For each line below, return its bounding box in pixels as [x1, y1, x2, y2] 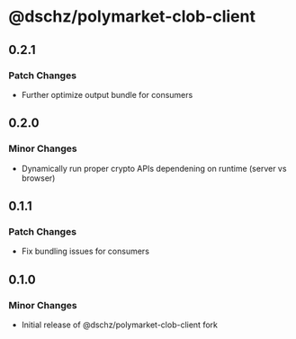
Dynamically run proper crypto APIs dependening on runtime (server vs [21, 163, 287, 174]
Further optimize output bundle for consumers [21, 89, 193, 100]
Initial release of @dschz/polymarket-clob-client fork [21, 319, 218, 330]
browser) [21, 173, 56, 183]
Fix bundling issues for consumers [21, 245, 150, 257]
